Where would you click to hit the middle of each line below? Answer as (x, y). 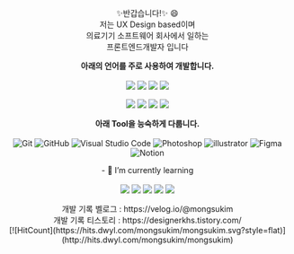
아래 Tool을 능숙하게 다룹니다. (147, 123)
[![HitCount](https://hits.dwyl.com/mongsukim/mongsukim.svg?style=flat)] (147, 230)
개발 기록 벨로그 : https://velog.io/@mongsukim (147, 209)
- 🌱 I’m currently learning (147, 170)
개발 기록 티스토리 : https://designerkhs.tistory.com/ (147, 220)
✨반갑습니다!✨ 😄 (147, 13)
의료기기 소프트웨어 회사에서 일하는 (147, 35)
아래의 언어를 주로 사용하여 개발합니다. (147, 66)
